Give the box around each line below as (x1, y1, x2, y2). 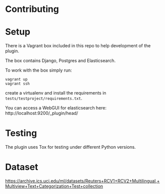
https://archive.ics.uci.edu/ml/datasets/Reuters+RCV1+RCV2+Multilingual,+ (5, 178, 160, 184)
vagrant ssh (5, 81, 30, 87)
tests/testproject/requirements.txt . (5, 96, 82, 101)
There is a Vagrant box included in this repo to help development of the (5, 43, 151, 49)
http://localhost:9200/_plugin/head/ (5, 110, 79, 116)
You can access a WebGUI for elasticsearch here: (5, 105, 107, 111)
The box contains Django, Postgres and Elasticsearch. (5, 58, 116, 64)
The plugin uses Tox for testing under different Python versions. (5, 144, 136, 150)
